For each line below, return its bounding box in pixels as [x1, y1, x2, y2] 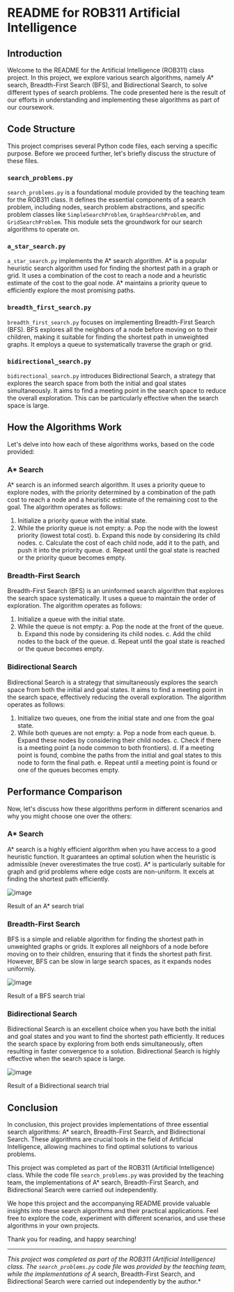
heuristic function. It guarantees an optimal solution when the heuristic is [7, 852, 217, 861]
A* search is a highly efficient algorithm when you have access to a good [7, 845, 217, 853]
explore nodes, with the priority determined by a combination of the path [7, 488, 216, 497]
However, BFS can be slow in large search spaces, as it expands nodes [7, 957, 212, 966]
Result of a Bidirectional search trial [7, 1081, 109, 1090]
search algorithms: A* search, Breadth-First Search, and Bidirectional [7, 1128, 205, 1136]
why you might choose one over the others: [7, 811, 132, 820]
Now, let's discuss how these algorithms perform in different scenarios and [7, 804, 223, 813]
